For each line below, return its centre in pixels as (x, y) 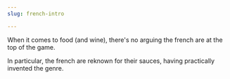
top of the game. (31, 47)
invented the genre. (36, 68)
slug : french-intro (36, 14)
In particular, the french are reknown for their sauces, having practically (111, 61)
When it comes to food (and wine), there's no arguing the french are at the (115, 40)
